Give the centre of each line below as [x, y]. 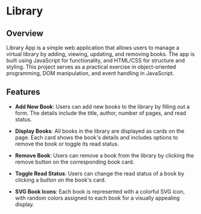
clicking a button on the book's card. [60, 180]
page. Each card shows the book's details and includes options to [97, 137]
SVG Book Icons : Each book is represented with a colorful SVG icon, [100, 191]
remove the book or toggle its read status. [67, 144]
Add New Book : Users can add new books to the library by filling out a [102, 106]
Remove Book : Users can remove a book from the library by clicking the [104, 155]
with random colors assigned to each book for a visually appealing [97, 198]
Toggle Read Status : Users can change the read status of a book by [100, 173]
